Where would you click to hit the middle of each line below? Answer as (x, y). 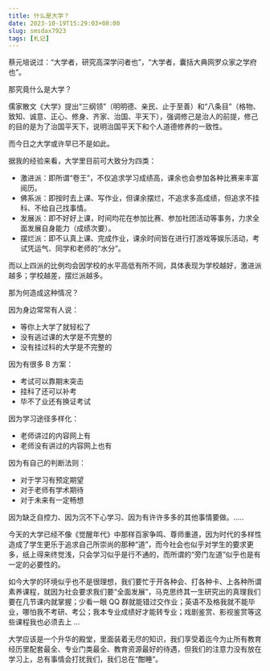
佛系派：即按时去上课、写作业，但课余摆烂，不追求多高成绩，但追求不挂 (139, 198)
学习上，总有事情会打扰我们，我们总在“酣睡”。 (86, 659)
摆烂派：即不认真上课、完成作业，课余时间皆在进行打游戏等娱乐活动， (136, 238)
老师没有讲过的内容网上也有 (66, 446)
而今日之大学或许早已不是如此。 (61, 144)
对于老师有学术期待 (52, 490)
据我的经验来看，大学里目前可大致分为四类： (82, 161)
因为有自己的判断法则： (47, 463)
